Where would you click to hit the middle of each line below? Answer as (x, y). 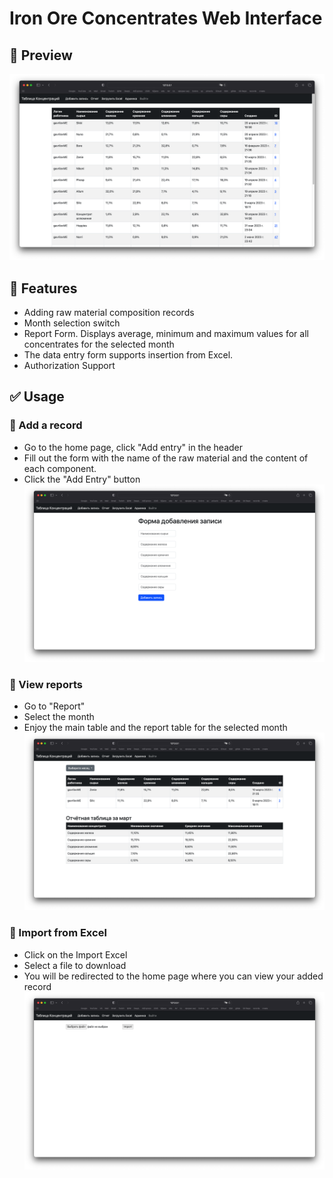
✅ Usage (37, 397)
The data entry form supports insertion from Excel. (128, 355)
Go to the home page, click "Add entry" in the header (133, 447)
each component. (60, 468)
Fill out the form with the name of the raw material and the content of (166, 458)
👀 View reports (46, 684)
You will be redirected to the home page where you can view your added (173, 976)
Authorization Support (69, 366)
